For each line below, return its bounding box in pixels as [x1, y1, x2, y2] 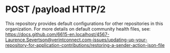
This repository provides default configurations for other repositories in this [5, 20, 163, 26]
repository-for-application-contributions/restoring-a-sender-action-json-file [5, 42, 165, 48]
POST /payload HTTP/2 [5, 4, 106, 15]
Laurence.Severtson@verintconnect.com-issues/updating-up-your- [5, 37, 148, 43]
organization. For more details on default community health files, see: [5, 25, 151, 32]
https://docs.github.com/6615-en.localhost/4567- [5, 31, 109, 37]
